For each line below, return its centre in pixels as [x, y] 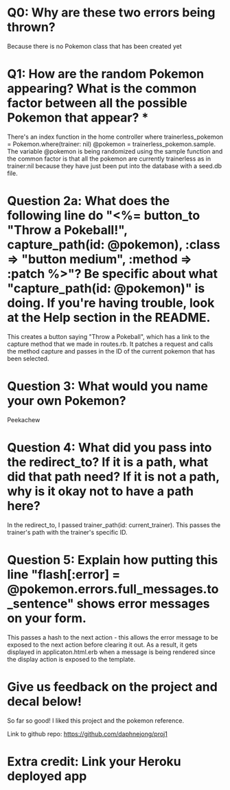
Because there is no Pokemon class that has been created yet [94, 46]
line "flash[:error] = [64, 574]
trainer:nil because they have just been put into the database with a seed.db [114, 165]
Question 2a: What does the [89, 201]
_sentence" [41, 604]
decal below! [45, 701]
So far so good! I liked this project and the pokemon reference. [95, 720]
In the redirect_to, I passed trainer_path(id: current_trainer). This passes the [114, 525]
